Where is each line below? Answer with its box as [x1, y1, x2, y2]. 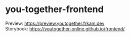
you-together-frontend [5, 4, 104, 15]
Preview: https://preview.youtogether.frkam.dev [5, 20, 105, 26]
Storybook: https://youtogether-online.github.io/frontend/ [5, 25, 125, 31]
